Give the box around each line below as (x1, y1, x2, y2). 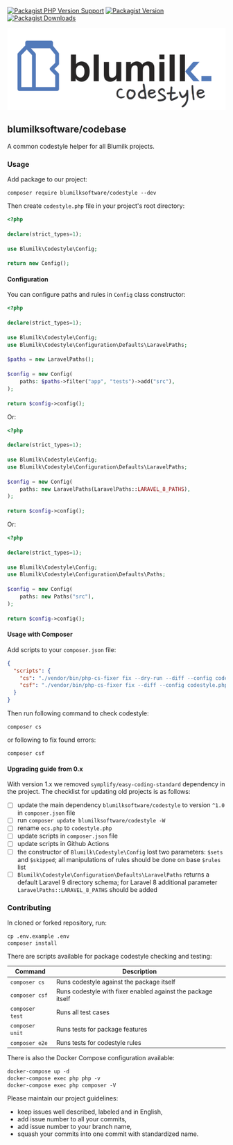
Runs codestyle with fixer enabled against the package (56, 987, 213, 996)
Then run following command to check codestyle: (7, 709, 149, 717)
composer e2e (10, 1039, 48, 1046)
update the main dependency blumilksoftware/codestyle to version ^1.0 (17, 801, 225, 809)
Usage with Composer (7, 630, 73, 639)
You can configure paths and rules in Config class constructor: (7, 291, 186, 299)
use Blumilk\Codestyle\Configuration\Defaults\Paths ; (7, 571, 166, 578)
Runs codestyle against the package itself (56, 977, 175, 986)
